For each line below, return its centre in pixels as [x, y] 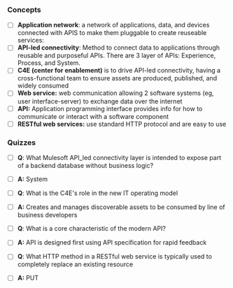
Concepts [24, 10]
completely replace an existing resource [75, 264]
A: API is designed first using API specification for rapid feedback [112, 243]
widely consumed [43, 86]
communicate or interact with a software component [93, 116]
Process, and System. [49, 63]
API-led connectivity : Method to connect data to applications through [119, 48]
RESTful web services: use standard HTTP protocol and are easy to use [122, 124]
